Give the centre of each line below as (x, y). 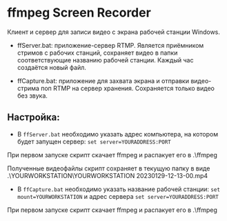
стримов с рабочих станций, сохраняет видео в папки (97, 53)
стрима (28, 88)
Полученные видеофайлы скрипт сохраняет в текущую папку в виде (109, 168)
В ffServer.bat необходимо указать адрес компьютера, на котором (118, 134)
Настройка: (33, 117)
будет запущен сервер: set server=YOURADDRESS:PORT (94, 141)
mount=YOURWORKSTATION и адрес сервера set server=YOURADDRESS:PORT (118, 196)
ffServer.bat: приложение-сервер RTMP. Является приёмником (110, 45)
